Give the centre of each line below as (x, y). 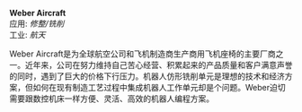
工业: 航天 (27, 34)
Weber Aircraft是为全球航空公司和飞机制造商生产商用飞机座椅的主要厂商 (142, 54)
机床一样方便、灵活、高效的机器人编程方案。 (131, 99)
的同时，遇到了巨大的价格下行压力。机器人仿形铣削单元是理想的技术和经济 (147, 76)
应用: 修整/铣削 (37, 23)
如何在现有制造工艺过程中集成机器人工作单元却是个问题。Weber (151, 87)
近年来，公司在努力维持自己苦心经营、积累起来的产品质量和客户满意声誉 (159, 65)
